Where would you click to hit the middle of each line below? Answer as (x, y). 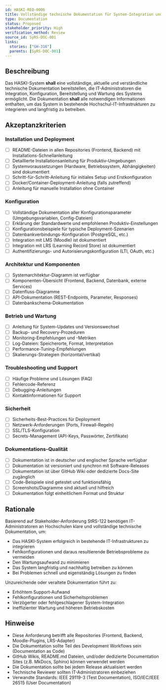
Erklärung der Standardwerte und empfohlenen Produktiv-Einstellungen (85, 223)
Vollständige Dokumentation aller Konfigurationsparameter (72, 212)
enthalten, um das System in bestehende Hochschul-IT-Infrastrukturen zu (80, 104)
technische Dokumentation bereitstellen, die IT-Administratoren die (73, 88)
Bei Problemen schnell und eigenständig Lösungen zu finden (74, 573)
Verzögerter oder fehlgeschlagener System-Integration (68, 602)
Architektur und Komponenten (42, 265)
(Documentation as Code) (39, 651)
